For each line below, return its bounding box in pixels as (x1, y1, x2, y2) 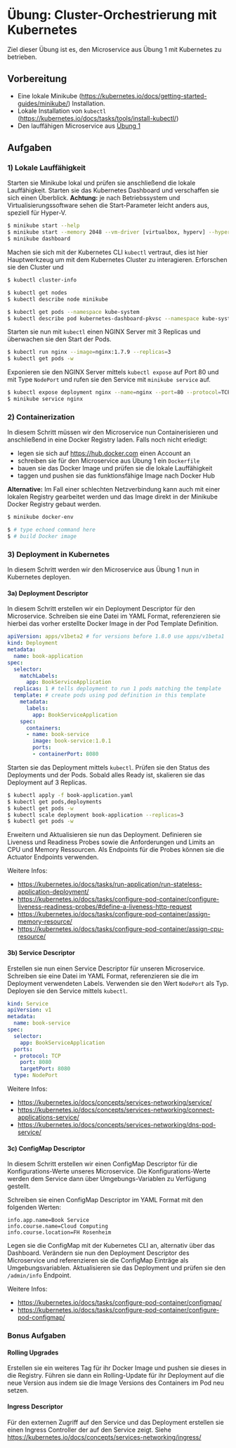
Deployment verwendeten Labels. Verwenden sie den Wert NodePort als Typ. (7, 979, 229, 987)
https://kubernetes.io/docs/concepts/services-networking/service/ (17, 1098, 212, 1107)
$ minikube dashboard (7, 235, 71, 242)
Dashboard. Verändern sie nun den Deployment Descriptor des (7, 1249, 190, 1257)
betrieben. (7, 53, 37, 61)
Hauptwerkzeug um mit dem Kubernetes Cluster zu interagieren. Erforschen (7, 256, 228, 264)
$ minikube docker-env (7, 513, 74, 521)
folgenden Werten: (7, 1203, 62, 1211)
